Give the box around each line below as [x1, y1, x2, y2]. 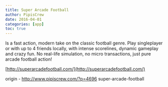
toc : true [5, 26, 26, 31]
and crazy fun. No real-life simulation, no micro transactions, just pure [5, 51, 151, 57]
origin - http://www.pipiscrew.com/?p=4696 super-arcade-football [5, 76, 144, 82]
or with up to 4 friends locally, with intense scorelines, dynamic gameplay [5, 46, 158, 52]
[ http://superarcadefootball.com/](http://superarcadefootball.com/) [5, 66, 145, 72]
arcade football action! [5, 56, 52, 62]
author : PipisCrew [5, 12, 44, 17]
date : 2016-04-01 [5, 17, 42, 22]
